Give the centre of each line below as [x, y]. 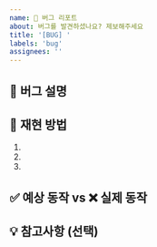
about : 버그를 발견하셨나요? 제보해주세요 [76, 26]
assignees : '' [36, 52]
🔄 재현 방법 [39, 124]
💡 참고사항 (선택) [54, 232]
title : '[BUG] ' [40, 35]
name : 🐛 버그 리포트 [44, 18]
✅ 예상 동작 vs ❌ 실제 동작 [78, 197]
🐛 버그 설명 [39, 91]
